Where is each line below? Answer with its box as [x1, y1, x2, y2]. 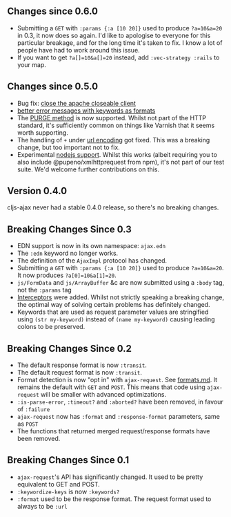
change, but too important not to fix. [17, 143, 121, 151]
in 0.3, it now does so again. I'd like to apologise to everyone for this [17, 31, 211, 39]
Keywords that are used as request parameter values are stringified [17, 308, 209, 317]
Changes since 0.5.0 [7, 81, 99, 93]
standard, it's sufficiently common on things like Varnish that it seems [17, 121, 215, 129]
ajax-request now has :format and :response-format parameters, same [17, 413, 221, 421]
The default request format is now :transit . [17, 368, 143, 377]
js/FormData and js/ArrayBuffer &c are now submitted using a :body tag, [17, 279, 225, 287]
